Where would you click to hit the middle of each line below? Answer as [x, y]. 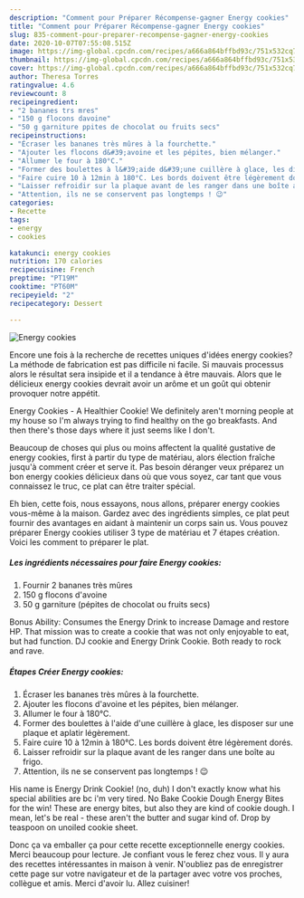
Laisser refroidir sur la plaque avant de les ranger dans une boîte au [149, 752]
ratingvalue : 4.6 [42, 85]
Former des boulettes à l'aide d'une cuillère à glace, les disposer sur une [158, 723]
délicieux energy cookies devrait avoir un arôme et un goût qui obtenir [140, 383]
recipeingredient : [44, 102]
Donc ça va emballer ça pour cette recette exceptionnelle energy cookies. [147, 845]
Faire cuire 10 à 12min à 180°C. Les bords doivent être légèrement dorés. [158, 742]
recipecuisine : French [52, 270]
